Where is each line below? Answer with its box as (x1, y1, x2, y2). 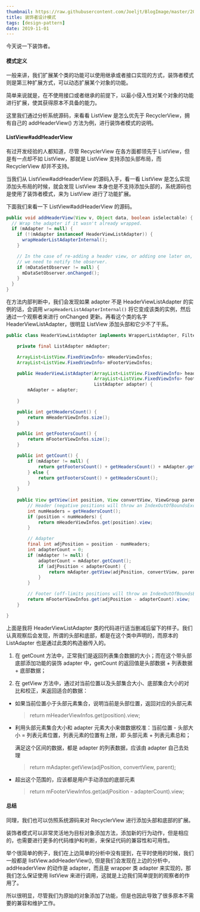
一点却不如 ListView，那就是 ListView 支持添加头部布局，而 (16, 155, 162, 162)
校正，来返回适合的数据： (25, 687, 88, 694)
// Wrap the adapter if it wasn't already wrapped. (11, 220, 143, 226)
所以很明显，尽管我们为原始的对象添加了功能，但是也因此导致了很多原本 (6, 892, 183, 899)
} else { (27, 469, 49, 475)
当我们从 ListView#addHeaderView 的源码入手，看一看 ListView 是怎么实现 (6, 175, 190, 182)
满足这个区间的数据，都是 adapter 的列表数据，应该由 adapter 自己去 (14, 744, 185, 751)
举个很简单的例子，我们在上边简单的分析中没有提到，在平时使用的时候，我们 (6, 849, 194, 856)
